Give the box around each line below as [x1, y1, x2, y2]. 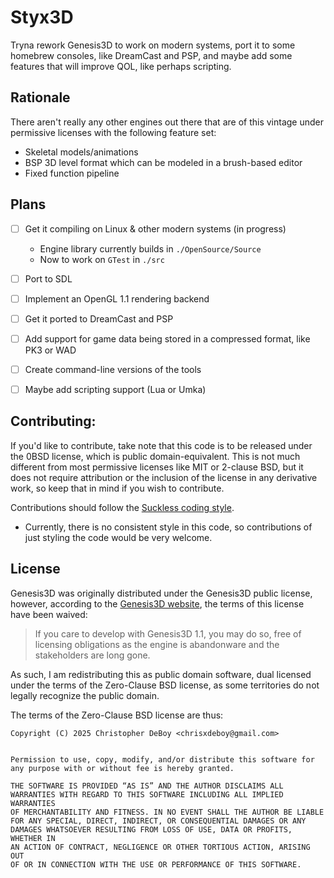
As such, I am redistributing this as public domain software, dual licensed [10, 668, 312, 680]
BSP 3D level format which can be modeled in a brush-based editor [24, 156, 303, 168]
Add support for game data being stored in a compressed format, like [24, 332, 311, 345]
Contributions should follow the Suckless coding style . [10, 501, 235, 513]
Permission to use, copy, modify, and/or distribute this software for [10, 754, 315, 765]
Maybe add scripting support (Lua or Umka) [24, 383, 207, 395]
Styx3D [10, 6, 74, 29]
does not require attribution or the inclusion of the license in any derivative [10, 471, 318, 483]
